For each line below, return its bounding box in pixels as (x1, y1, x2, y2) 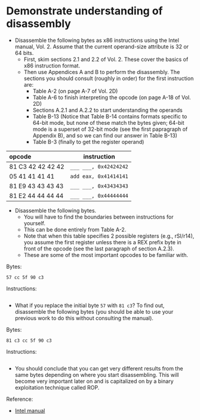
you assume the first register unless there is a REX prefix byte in (23, 238, 182, 246)
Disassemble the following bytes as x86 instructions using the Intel (14, 36, 179, 44)
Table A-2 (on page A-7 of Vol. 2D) (32, 87, 118, 94)
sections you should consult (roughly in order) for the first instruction (23, 75, 194, 82)
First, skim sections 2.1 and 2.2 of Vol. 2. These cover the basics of (23, 56, 189, 63)
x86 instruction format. (23, 62, 81, 69)
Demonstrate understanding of (6, 4, 163, 18)
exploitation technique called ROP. (14, 384, 100, 391)
